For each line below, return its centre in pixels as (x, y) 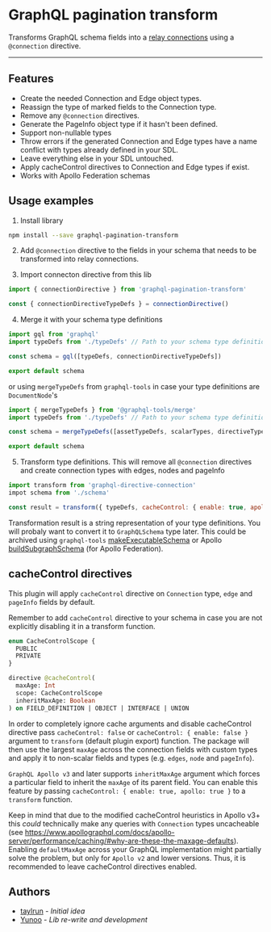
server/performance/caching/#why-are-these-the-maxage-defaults (121, 841)
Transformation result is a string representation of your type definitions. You (134, 523)
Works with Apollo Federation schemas (85, 175)
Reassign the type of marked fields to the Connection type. (118, 107)
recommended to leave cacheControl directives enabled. (103, 867)
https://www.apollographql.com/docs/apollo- (100, 832)
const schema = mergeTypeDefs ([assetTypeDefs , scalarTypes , (112, 432)
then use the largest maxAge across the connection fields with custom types (133, 749)
